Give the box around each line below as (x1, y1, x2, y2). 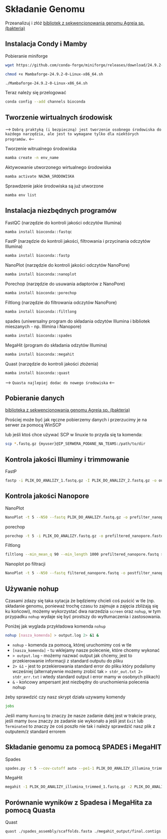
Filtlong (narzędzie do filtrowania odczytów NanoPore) (5, 300, 117, 305)
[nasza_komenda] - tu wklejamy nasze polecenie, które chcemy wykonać (12, 647, 160, 653)
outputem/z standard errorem (5, 728, 66, 734)
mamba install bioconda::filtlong (5, 309, 77, 314)
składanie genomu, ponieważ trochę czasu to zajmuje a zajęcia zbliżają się (5, 603, 159, 609)
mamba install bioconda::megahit (5, 351, 75, 357)
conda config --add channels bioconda (5, 99, 85, 104)
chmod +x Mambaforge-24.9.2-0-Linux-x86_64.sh (5, 71, 103, 77)
